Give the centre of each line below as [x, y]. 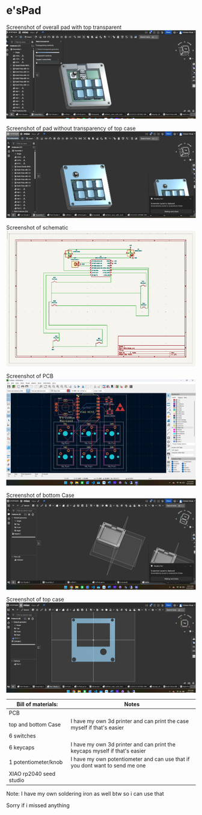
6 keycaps [22, 748]
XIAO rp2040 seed [32, 774]
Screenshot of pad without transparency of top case [71, 128]
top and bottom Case [35, 724]
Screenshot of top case [35, 600]
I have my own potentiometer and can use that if [130, 759]
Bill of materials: [37, 704]
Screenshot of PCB [30, 376]
